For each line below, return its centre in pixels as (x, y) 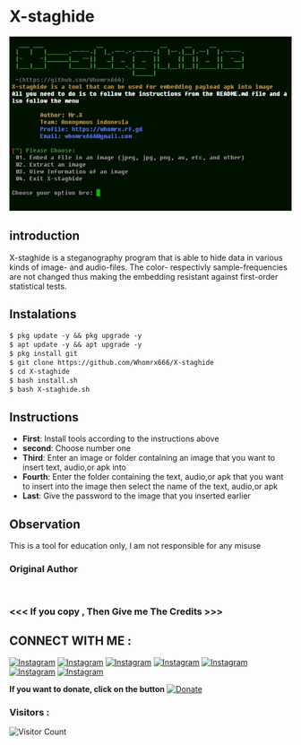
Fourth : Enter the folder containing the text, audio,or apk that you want (153, 477)
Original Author (43, 568)
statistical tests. (38, 286)
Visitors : (30, 712)
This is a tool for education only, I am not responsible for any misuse (135, 545)
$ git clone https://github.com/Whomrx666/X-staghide (112, 363)
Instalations (43, 314)
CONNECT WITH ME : (70, 641)
